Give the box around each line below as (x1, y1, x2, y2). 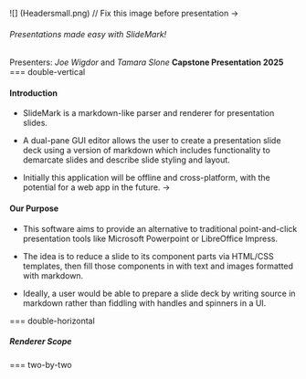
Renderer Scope (9, 336, 72, 347)
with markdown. (22, 269, 84, 281)
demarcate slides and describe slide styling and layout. (22, 154, 230, 165)
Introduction (9, 87, 58, 99)
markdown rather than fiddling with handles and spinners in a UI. (22, 297, 267, 309)
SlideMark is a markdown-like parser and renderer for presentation (22, 108, 275, 119)
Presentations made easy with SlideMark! (9, 28, 167, 39)
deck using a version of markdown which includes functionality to (22, 145, 271, 156)
